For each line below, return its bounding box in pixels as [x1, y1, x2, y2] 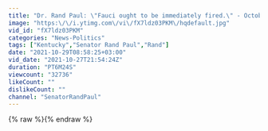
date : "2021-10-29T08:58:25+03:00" [8, 48, 127, 56]
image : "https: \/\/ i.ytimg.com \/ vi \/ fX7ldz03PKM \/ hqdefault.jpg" [8, 19, 230, 27]
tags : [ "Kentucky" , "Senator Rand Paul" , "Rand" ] [8, 41, 170, 49]
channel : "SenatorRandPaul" [8, 93, 102, 101]
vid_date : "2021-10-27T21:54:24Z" [8, 56, 124, 64]
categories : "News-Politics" [8, 33, 105, 42]
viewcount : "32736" [8, 71, 73, 79]
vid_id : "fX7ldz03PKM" [8, 26, 84, 34]
